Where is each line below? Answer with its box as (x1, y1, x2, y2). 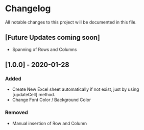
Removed (5, 109, 28, 116)
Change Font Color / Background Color (12, 97, 91, 103)
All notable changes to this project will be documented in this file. (5, 19, 137, 25)
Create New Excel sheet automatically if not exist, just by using (12, 86, 140, 92)
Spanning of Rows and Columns (12, 46, 77, 52)
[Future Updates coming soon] (5, 33, 100, 42)
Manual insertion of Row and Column (12, 120, 87, 126)
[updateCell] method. (12, 92, 55, 98)
